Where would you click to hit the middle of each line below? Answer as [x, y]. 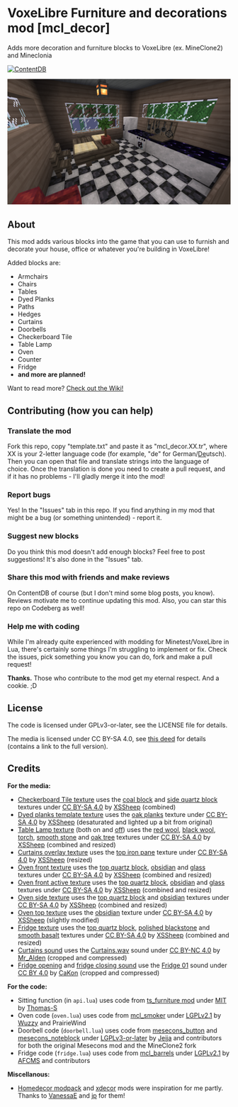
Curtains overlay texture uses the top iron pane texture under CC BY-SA [123, 852]
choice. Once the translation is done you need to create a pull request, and [116, 469]
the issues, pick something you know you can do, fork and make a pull [110, 657]
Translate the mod [39, 430]
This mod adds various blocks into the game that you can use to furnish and [118, 242]
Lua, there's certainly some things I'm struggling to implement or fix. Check [117, 650]
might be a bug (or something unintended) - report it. [85, 518]
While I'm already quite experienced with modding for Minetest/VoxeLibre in [118, 642]
